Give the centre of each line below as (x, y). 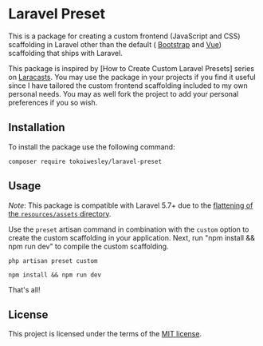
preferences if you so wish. (53, 102)
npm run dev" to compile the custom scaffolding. (88, 246)
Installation (37, 127)
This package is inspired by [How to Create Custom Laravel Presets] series (131, 68)
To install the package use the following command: (92, 147)
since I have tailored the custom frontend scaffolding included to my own (128, 86)
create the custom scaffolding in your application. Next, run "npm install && (131, 237)
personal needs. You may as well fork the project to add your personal (124, 93)
